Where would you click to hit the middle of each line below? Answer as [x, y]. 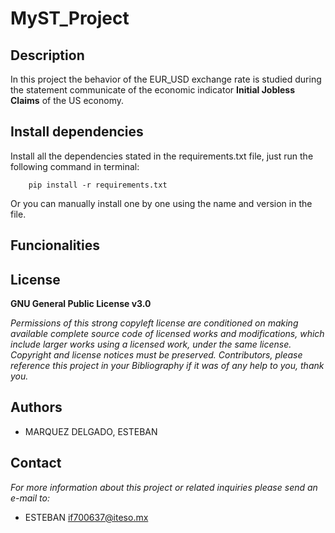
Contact [36, 463]
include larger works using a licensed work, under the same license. [151, 344]
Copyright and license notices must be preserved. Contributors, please [156, 355]
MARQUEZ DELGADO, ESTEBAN [91, 431]
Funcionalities [55, 245]
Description [47, 55]
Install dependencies [77, 132]
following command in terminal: [75, 166]
